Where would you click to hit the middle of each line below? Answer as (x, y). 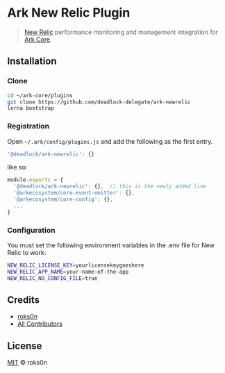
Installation (32, 61)
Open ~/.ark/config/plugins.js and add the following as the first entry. (110, 141)
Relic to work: (27, 252)
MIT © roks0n (27, 363)
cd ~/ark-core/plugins (40, 95)
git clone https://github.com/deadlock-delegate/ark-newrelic (99, 102)
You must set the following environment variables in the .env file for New (111, 245)
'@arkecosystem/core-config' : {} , (63, 199)
